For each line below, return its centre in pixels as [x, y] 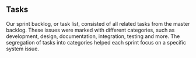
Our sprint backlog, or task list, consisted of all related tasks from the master [98, 23]
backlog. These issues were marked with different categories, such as [90, 30]
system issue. [23, 49]
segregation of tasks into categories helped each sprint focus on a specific [96, 42]
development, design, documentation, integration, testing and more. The [93, 36]
